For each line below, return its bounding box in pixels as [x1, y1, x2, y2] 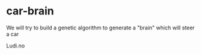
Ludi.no [6, 42, 25, 49]
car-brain [6, 4, 54, 18]
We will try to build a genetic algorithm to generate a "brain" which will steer [6, 24, 195, 31]
